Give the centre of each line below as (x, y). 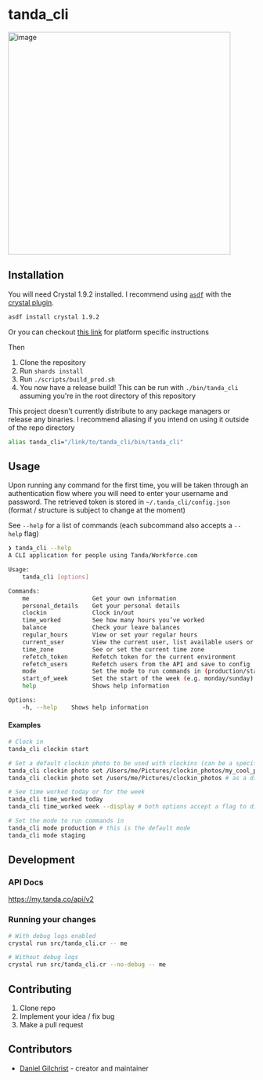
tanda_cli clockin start (49, 749)
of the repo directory (41, 427)
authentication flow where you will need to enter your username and (118, 494)
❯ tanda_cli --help (40, 548)
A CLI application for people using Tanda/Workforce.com (103, 556)
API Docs (26, 882)
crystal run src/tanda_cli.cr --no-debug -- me (87, 965)
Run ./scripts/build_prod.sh (67, 379)
